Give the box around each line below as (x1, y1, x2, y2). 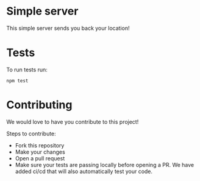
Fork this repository (15, 141, 65, 149)
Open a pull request (15, 154, 65, 162)
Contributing (6, 98, 73, 112)
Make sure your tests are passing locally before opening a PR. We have (15, 161, 195, 168)
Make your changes (15, 148, 65, 155)
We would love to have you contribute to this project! (6, 118, 139, 126)
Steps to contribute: (6, 130, 56, 137)
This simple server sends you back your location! (6, 24, 130, 32)
